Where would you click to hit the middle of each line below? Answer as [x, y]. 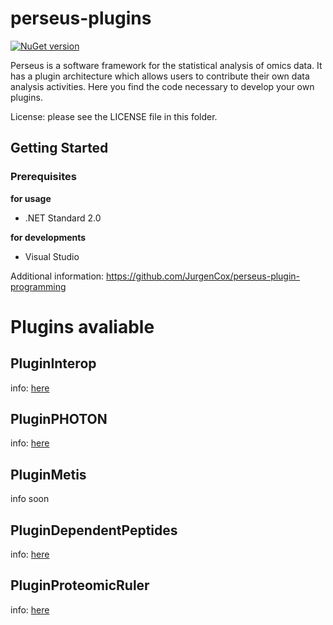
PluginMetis [48, 474]
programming [38, 286]
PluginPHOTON [59, 419]
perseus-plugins [81, 18]
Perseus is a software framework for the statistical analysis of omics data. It [166, 65]
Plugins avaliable [82, 326]
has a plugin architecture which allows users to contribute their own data [160, 76]
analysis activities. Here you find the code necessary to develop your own [162, 86]
